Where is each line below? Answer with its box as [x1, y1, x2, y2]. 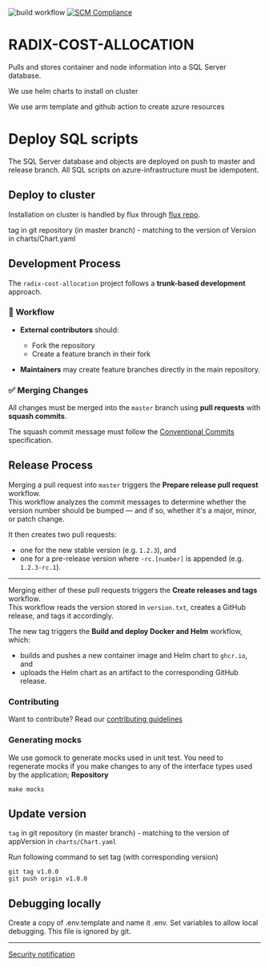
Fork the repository [31, 340, 95, 350]
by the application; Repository [8, 770, 109, 779]
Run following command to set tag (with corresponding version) [8, 852, 219, 862]
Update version [8, 807, 86, 820]
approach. [8, 286, 42, 296]
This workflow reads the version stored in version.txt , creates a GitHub [8, 602, 247, 611]
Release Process [8, 458, 94, 473]
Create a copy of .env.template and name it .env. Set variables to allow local [8, 918, 259, 928]
